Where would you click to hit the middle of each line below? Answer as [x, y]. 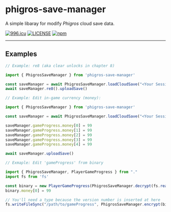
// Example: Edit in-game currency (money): [53, 98]
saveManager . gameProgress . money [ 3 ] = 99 [49, 140]
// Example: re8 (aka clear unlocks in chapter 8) [60, 66]
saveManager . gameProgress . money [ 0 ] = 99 [49, 126]
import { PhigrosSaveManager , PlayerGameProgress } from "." [72, 172]
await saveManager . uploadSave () [39, 154]
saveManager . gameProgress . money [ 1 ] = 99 [49, 130]
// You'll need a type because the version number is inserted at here [83, 200]
